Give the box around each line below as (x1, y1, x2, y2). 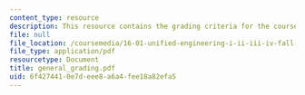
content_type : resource (9, 13, 100, 23)
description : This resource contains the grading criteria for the (9, 22, 271, 31)
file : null (9, 30, 51, 39)
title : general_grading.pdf (9, 64, 116, 73)
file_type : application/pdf (9, 47, 116, 56)
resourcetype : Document (9, 55, 100, 64)
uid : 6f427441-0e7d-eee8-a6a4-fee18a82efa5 (9, 72, 177, 81)
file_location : (9, 38, 67, 48)
